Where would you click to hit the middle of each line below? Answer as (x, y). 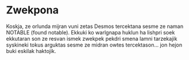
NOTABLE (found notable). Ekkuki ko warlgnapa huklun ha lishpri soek (91, 32)
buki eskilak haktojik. (31, 51)
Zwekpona (32, 10)
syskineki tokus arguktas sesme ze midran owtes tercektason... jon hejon (94, 45)
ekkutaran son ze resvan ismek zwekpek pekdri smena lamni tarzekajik (92, 38)
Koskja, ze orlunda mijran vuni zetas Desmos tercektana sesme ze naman (95, 26)
